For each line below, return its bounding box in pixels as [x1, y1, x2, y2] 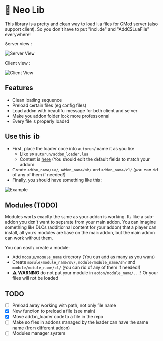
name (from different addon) [12, 325, 70, 331]
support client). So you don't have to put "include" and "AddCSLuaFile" [5, 26, 149, 32]
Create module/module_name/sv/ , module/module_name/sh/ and [12, 259, 136, 265]
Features [5, 84, 33, 92]
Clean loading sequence [12, 97, 62, 103]
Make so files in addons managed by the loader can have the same [12, 319, 149, 325]
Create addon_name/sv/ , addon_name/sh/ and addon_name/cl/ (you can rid [12, 167, 158, 172]
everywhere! [5, 31, 31, 37]
